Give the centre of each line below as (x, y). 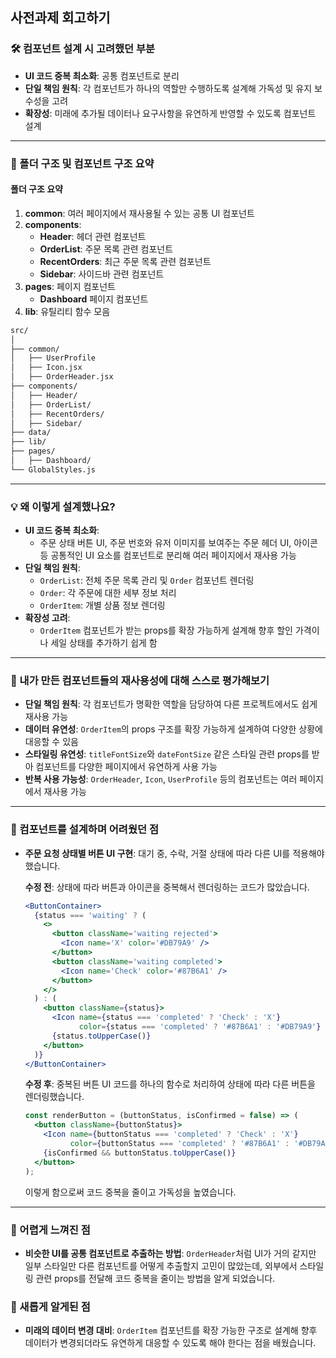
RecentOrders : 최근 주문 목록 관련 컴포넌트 (125, 261)
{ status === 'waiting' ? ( (90, 915)
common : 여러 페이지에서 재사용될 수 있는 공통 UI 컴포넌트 (139, 213)
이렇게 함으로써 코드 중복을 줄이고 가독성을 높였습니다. (130, 1192)
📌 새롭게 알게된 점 (50, 1306)
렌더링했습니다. (54, 1097)
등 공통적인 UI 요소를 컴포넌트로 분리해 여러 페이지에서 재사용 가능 (168, 555)
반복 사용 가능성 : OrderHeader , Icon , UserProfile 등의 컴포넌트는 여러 (161, 779)
